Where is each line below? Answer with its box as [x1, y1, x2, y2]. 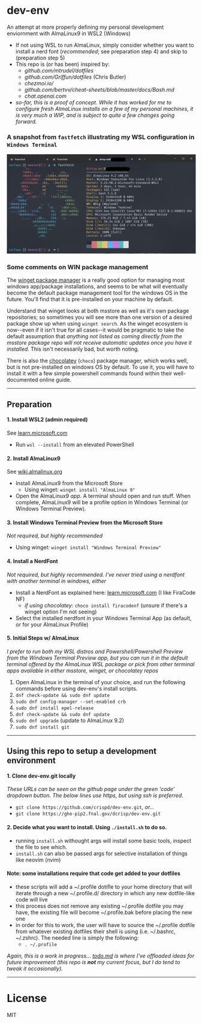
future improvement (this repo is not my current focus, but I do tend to [7, 958, 180, 965]
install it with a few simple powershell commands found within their [7, 370, 173, 377]
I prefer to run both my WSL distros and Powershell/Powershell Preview [7, 648, 183, 655]
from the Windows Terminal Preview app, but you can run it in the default [7, 654, 188, 661]
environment [7, 756, 56, 766]
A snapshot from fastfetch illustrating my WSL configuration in [7, 133, 195, 141]
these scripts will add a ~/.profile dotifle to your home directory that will [15, 883, 192, 890]
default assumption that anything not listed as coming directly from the [7, 333, 182, 340]
